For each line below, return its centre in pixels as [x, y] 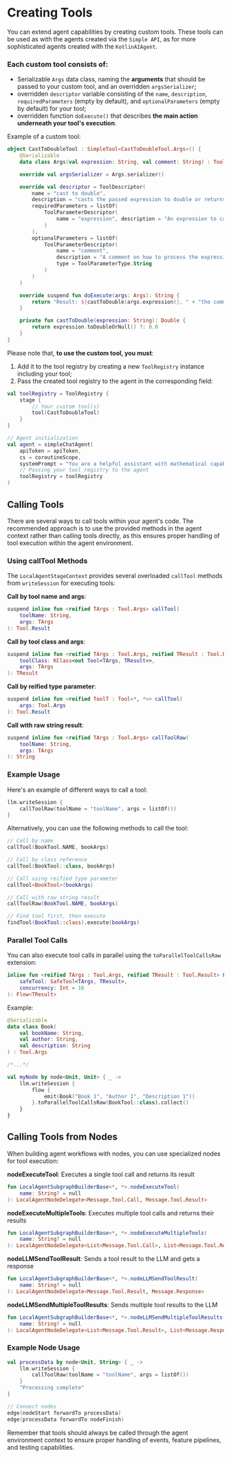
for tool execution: [33, 1161]
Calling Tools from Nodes [63, 1137]
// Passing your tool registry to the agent [84, 470]
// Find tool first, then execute [57, 916]
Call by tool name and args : [47, 597]
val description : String [55, 1046]
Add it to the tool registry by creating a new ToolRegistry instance [111, 366]
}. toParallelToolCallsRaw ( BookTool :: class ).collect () [110, 1103]
